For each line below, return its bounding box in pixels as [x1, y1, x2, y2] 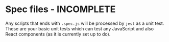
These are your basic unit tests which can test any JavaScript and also [5, 25, 154, 31]
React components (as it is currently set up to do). [5, 31, 111, 37]
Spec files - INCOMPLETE [5, 4, 116, 15]
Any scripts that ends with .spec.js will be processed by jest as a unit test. [5, 20, 164, 26]
